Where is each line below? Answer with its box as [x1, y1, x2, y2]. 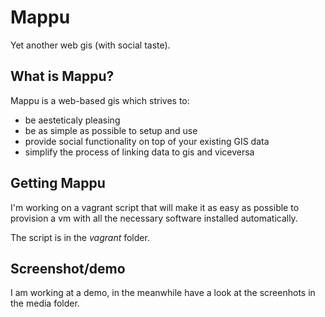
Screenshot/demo [10, 260, 126, 277]
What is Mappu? [10, 68, 115, 85]
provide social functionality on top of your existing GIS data [24, 135, 270, 147]
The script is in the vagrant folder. [10, 231, 150, 243]
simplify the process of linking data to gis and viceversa [24, 146, 255, 158]
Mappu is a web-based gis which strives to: [10, 94, 190, 106]
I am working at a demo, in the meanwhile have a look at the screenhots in [10, 287, 316, 299]
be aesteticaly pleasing [24, 114, 121, 126]
